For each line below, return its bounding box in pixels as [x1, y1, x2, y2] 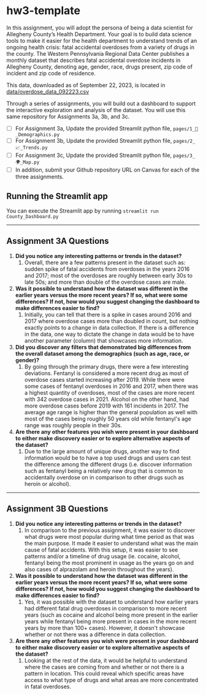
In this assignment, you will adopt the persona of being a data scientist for [6, 24, 193, 31]
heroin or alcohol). [24, 480, 71, 487]
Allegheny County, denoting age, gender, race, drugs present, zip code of [6, 63, 193, 70]
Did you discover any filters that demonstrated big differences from [15, 343, 191, 351]
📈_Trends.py [15, 145, 48, 151]
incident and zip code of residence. [6, 69, 96, 77]
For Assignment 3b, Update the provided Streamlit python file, [15, 137, 172, 144]
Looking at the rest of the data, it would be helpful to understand [24, 656, 188, 664]
